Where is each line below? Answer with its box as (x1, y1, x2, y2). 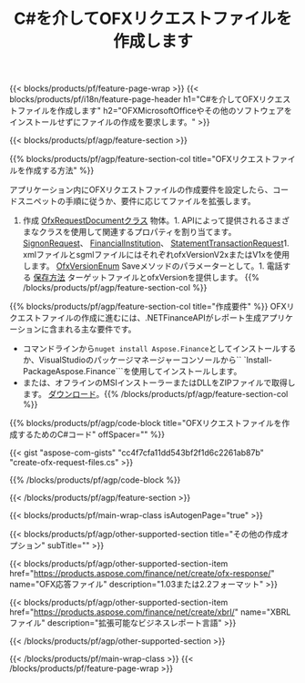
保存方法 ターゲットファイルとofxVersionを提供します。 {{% (33, 272, 259, 283)
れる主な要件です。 (65, 324, 137, 335)
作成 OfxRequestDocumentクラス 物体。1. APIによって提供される (22, 215, 266, 226)
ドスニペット (9, 196, 57, 207)
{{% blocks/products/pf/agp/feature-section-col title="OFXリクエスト (9, 154, 272, 165)
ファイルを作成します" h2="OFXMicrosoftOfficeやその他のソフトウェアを (16, 106, 293, 117)
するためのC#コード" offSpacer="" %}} (16, 429, 166, 440)
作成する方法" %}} (25, 165, 95, 176)
